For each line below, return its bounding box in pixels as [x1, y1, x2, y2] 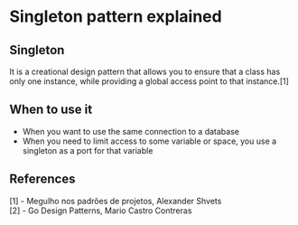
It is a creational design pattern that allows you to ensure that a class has [9, 66, 281, 77]
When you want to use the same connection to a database [22, 126, 239, 136]
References [9, 172, 76, 187]
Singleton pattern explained [9, 6, 223, 27]
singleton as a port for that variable [22, 145, 154, 155]
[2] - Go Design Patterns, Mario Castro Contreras [9, 205, 192, 216]
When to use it [9, 102, 93, 117]
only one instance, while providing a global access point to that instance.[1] [9, 76, 289, 87]
